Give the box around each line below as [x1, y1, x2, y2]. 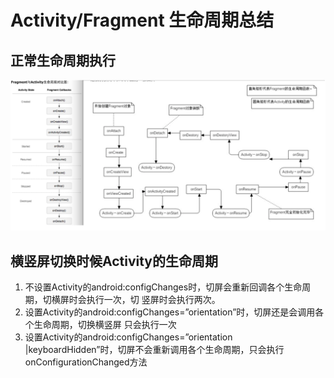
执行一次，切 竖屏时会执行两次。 [86, 293, 221, 305]
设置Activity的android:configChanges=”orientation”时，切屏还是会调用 [24, 306, 316, 318]
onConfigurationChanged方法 [24, 356, 148, 368]
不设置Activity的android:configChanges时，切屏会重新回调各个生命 [24, 281, 303, 293]
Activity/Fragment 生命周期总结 [10, 9, 275, 32]
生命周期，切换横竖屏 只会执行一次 [33, 318, 177, 330]
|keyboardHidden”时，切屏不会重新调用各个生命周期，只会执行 [24, 343, 285, 355]
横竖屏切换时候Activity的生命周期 [10, 252, 219, 270]
